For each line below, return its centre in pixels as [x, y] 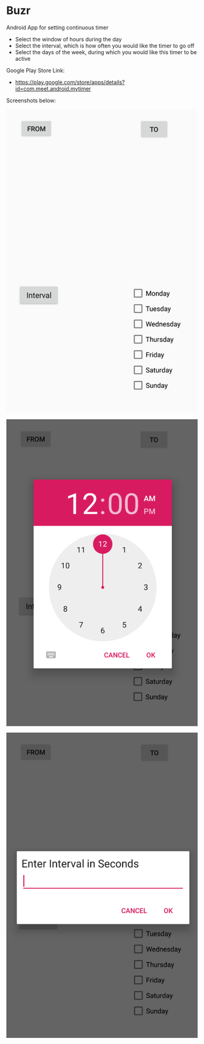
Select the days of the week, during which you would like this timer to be [106, 52]
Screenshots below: [31, 100]
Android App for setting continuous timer [57, 27]
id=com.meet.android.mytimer [53, 88]
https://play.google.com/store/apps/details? [70, 82]
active [23, 58]
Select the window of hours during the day [68, 39]
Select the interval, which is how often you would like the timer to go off [105, 46]
